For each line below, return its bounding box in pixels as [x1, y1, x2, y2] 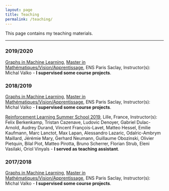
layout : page [5, 7, 33, 13]
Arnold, [5, 124, 21, 130]
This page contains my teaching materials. [5, 31, 93, 37]
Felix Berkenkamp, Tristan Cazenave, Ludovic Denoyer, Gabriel [5, 119, 136, 125]
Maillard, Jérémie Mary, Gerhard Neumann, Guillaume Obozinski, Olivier [5, 135, 154, 141]
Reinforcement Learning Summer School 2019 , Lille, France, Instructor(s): [5, 114, 157, 120]
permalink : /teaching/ [5, 17, 53, 22]
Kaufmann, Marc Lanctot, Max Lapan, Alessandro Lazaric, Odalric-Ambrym [5, 130, 161, 136]
